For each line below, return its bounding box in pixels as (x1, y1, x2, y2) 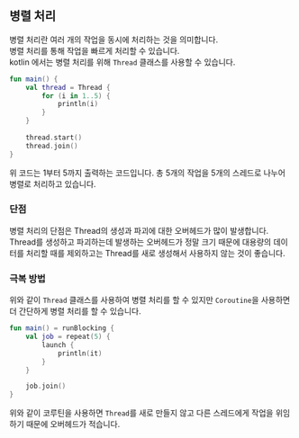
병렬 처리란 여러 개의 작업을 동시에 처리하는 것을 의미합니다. (9, 34, 219, 45)
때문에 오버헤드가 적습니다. (25, 419, 121, 430)
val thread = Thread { (25, 83, 111, 92)
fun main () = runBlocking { (9, 324, 115, 333)
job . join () (25, 381, 67, 391)
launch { (41, 340, 75, 349)
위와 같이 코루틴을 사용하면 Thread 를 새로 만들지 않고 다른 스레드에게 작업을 (9, 407, 274, 418)
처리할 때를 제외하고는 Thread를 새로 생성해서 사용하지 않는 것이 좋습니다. (25, 247, 285, 258)
